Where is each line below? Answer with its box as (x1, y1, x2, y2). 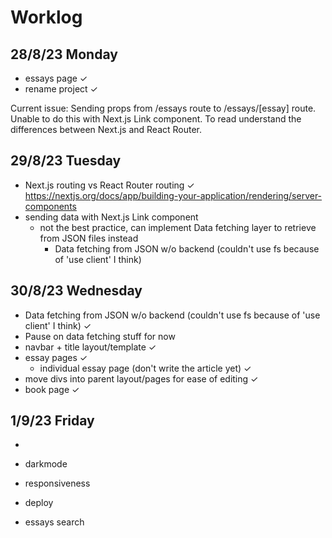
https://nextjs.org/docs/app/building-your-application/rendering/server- (24, 189, 323, 201)
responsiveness (24, 477, 91, 490)
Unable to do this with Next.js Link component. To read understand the (10, 113, 302, 125)
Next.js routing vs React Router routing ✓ (24, 179, 195, 191)
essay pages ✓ (24, 351, 88, 363)
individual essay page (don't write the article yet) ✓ (39, 362, 252, 374)
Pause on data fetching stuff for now (24, 330, 176, 342)
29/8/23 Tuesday (10, 152, 122, 170)
